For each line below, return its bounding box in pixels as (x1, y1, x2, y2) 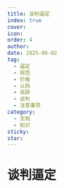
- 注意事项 (13, 102, 41, 109)
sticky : (7, 128, 30, 135)
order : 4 (7, 37, 33, 44)
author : (7, 43, 30, 50)
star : (7, 134, 23, 142)
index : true (7, 17, 42, 24)
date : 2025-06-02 (7, 50, 58, 57)
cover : (7, 23, 26, 30)
